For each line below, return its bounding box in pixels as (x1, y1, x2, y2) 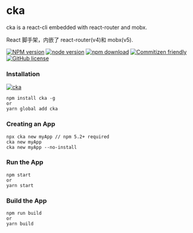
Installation (6, 70, 41, 78)
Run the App (6, 158, 44, 166)
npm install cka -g (6, 95, 56, 102)
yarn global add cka (6, 106, 59, 112)
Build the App (6, 196, 47, 205)
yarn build (6, 221, 34, 227)
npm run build (6, 210, 42, 217)
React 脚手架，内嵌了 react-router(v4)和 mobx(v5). (6, 36, 133, 43)
